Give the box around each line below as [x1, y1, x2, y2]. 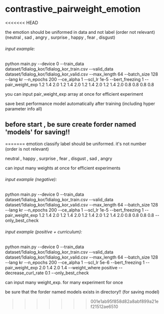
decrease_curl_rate [5, 270, 44, 276]
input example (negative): [5, 176, 57, 182]
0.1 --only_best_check [45, 270, 89, 276]
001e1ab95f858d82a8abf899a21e [90, 298, 159, 305]
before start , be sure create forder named [5, 120, 137, 129]
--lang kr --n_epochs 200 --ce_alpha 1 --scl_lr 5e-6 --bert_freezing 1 [5, 260, 145, 265]
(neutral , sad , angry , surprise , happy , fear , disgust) [5, 34, 115, 40]
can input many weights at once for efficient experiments [5, 165, 121, 171]
